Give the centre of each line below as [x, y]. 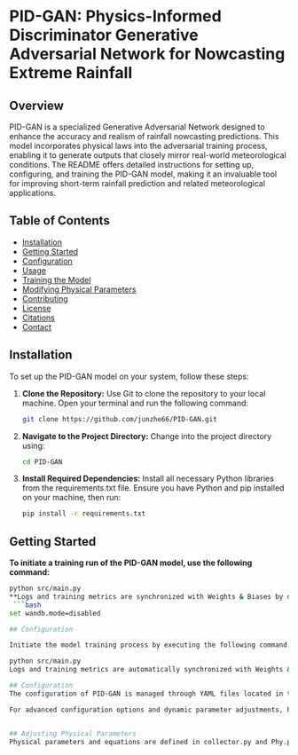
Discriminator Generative [104, 35]
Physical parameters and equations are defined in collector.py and [138, 742]
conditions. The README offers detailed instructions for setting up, [132, 165]
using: [33, 445]
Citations [38, 318]
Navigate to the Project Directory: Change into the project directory [147, 436]
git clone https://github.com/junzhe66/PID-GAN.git [119, 419]
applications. [32, 193]
